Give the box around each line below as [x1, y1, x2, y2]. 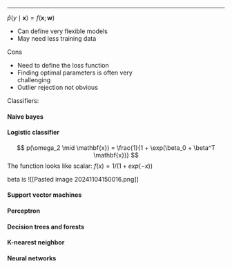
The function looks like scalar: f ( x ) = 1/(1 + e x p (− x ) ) [7, 162, 153, 170]
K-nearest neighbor [7, 238, 65, 247]
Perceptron [7, 207, 40, 215]
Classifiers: [7, 97, 39, 104]
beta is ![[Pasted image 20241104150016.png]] [7, 175, 139, 183]
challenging [17, 76, 50, 84]
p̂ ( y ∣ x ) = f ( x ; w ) [7, 14, 55, 21]
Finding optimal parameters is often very [17, 68, 133, 77]
